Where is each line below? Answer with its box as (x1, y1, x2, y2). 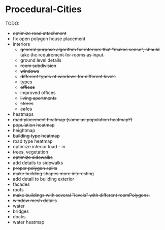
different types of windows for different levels (20, 73, 116, 79)
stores (20, 100, 34, 106)
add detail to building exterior (12, 176, 75, 182)
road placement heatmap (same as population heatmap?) (12, 116, 133, 122)
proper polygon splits (12, 165, 57, 171)
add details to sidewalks (12, 159, 63, 166)
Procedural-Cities (5, 4, 82, 15)
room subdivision (20, 62, 57, 69)
